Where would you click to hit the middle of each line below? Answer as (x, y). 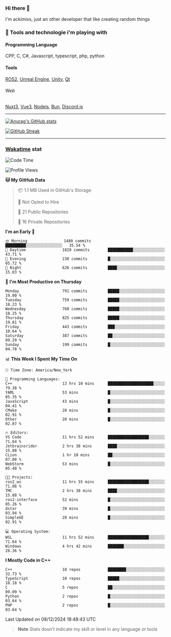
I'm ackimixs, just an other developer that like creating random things (78, 19)
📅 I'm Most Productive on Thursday (44, 282)
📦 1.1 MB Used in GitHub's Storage (54, 190)
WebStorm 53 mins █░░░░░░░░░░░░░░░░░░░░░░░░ (85, 464)
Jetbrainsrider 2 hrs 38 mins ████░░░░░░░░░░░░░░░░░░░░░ (85, 446)
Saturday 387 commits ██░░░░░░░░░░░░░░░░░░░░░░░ (85, 336)
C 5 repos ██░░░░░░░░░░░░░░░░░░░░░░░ (85, 587)
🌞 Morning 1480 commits (48, 241)
